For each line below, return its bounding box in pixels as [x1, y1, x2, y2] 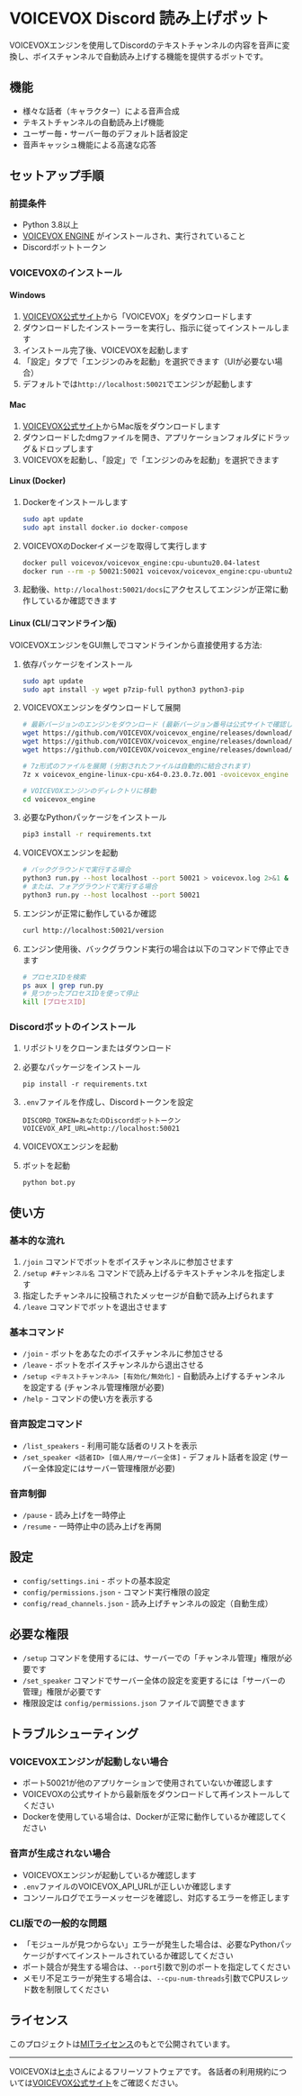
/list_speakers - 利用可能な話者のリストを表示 [22, 1440, 198, 1450]
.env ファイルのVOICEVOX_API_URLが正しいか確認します [22, 1881, 232, 1892]
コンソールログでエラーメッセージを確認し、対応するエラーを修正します [22, 1892, 290, 1902]
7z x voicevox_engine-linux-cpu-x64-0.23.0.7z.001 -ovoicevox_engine [22, 770, 289, 779]
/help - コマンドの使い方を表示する [22, 1393, 154, 1405]
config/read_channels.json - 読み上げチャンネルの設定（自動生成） [22, 1597, 273, 1608]
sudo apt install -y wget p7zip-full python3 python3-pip [22, 685, 244, 694]
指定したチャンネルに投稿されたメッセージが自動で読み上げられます [22, 1290, 275, 1301]
